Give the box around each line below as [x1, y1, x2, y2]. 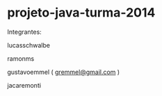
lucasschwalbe [7, 41, 51, 49]
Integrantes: [7, 28, 42, 36]
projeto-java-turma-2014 [7, 5, 156, 21]
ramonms [7, 54, 35, 63]
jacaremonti [7, 81, 42, 89]
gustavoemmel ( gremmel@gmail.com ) [7, 68, 120, 76]
